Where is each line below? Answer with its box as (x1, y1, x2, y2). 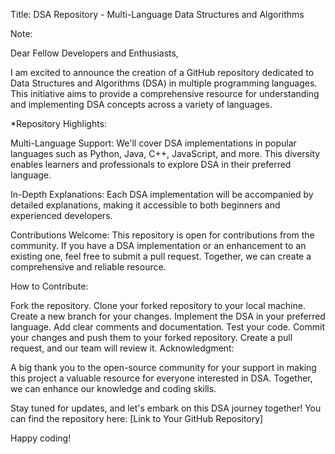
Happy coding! (10, 432, 72, 444)
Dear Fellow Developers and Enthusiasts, (10, 47, 179, 59)
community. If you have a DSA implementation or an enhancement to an (10, 240, 307, 251)
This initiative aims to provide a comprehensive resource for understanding (10, 88, 320, 99)
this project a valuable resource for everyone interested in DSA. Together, (10, 372, 313, 384)
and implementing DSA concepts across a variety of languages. (10, 99, 273, 110)
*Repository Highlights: (10, 118, 108, 129)
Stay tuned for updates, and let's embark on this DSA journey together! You (10, 402, 322, 414)
